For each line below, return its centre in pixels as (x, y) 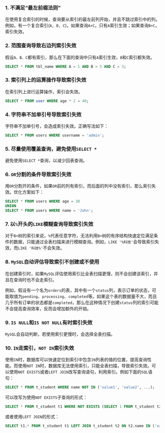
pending (30, 297)
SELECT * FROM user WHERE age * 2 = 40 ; (47, 101)
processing (53, 297)
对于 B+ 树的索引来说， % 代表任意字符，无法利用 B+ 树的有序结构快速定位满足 (79, 236)
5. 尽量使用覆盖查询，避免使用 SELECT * (51, 149)
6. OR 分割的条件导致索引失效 (38, 174)
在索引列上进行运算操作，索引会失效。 (44, 91)
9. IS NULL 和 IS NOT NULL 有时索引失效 (49, 323)
